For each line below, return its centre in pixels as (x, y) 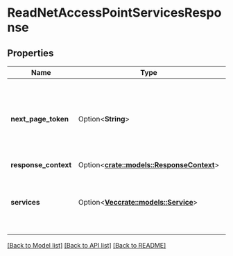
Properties (31, 53)
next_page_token (40, 119)
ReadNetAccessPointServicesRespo (114, 13)
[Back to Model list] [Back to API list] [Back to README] (87, 245)
